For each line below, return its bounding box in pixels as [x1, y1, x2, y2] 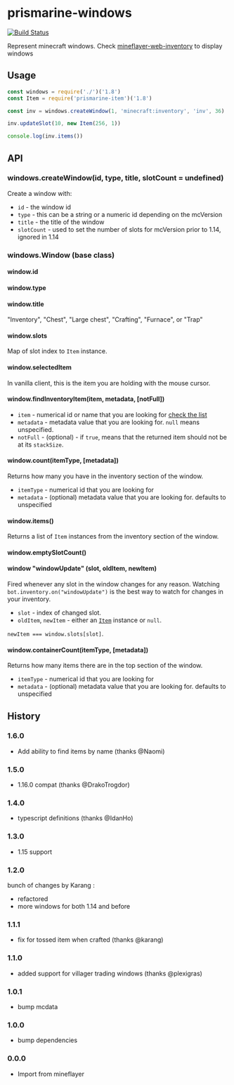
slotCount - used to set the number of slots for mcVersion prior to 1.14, [17, 225, 221, 233]
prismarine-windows [7, 5, 132, 21]
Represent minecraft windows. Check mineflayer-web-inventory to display [7, 41, 223, 50]
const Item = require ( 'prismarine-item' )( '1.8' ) [7, 95, 152, 102]
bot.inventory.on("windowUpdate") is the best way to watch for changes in [7, 587, 223, 596]
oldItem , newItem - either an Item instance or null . [17, 616, 162, 624]
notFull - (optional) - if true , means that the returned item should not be [17, 433, 227, 441]
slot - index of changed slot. [17, 608, 102, 617]
